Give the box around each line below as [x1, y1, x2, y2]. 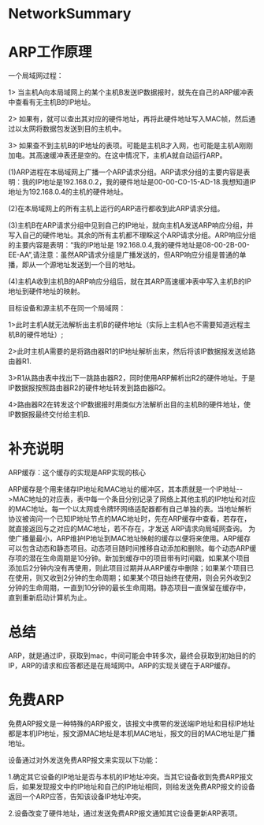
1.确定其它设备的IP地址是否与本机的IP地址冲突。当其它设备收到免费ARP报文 [8, 771, 254, 781]
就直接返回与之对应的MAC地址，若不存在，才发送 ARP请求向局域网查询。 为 [8, 524, 256, 533]
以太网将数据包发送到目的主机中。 [14, 124, 126, 134]
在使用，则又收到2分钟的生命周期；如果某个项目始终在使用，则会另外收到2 [8, 573, 252, 583]
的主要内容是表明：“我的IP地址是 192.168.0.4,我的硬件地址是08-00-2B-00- [8, 240, 250, 250]
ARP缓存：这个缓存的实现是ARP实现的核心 [8, 468, 147, 478]
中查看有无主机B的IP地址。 [8, 98, 95, 107]
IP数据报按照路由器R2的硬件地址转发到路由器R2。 [8, 383, 170, 392]
